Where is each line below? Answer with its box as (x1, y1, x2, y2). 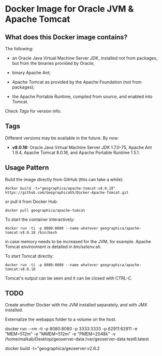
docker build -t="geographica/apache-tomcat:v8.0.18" (5, 186, 116, 191)
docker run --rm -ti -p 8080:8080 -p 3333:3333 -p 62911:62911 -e (5, 326, 138, 332)
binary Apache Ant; (12, 70, 51, 76)
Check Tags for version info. (5, 108, 62, 114)
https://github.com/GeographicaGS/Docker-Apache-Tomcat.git (5, 190, 129, 195)
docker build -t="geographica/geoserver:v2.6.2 (5, 345, 100, 352)
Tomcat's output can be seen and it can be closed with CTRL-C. (5, 275, 133, 281)
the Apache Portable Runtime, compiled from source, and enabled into (12, 93, 153, 99)
